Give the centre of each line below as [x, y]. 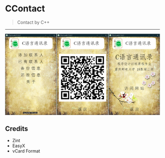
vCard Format [26, 151]
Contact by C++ [33, 22]
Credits [17, 129]
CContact [25, 9]
